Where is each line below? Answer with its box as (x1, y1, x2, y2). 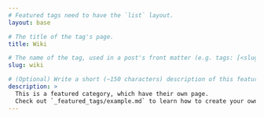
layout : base (8, 19, 51, 27)
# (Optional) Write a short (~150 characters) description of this (8, 76, 234, 83)
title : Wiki (8, 40, 47, 48)
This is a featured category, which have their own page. (15, 90, 210, 97)
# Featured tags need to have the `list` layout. (8, 11, 174, 19)
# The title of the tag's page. (8, 33, 114, 41)
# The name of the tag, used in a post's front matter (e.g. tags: (8, 54, 234, 62)
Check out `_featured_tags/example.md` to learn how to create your (15, 97, 244, 105)
